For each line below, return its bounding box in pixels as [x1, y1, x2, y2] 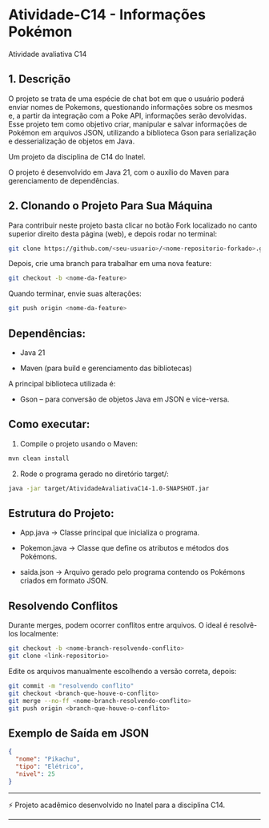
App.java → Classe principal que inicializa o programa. [19, 527, 200, 538]
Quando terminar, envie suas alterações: [8, 289, 142, 298]
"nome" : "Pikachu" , [15, 755, 81, 763]
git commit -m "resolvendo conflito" [8, 681, 134, 690]
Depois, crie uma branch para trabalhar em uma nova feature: [8, 259, 212, 269]
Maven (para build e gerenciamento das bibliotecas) [19, 363, 192, 373]
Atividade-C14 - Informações [8, 6, 207, 24]
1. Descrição [8, 72, 71, 86]
